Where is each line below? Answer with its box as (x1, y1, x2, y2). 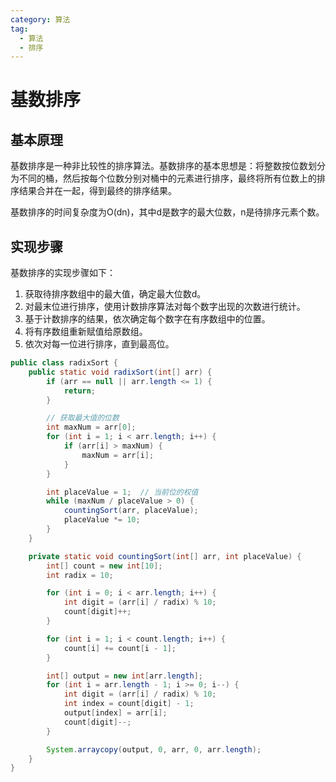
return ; (63, 386, 97, 396)
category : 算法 (10, 14, 71, 25)
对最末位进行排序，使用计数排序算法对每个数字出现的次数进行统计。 (24, 301, 306, 313)
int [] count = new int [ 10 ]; (46, 561, 163, 571)
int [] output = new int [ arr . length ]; (46, 671, 203, 681)
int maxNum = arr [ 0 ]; (46, 422, 137, 433)
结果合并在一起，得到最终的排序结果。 (18, 185, 177, 197)
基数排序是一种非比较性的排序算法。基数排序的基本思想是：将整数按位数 (10, 160, 308, 172)
